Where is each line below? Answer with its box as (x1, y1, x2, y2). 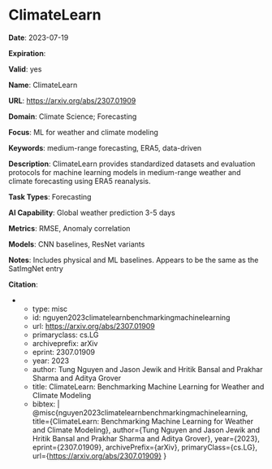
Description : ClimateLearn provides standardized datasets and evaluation (8, 159, 256, 169)
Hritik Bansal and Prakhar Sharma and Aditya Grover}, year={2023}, (32, 433, 260, 443)
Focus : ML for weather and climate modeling (8, 127, 158, 137)
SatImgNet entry (8, 263, 63, 274)
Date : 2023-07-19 (8, 33, 69, 42)
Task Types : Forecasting (8, 191, 92, 201)
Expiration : (8, 48, 46, 58)
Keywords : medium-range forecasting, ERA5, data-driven (8, 142, 202, 152)
